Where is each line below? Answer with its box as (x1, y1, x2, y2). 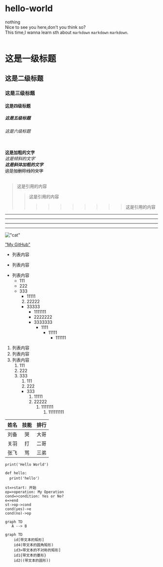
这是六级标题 (5, 128, 31, 134)
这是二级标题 (5, 74, 44, 82)
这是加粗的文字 (5, 149, 35, 155)
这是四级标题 (5, 103, 31, 109)
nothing (5, 19, 20, 25)
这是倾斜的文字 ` (5, 156, 36, 161)
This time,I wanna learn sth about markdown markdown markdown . (5, 29, 129, 35)
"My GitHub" (5, 241, 31, 247)
